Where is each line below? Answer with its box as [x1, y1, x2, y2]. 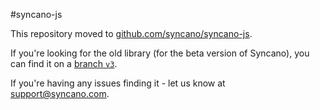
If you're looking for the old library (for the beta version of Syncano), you [10, 47, 310, 59]
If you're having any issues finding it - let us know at [10, 77, 226, 89]
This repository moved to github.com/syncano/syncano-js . [10, 28, 253, 39]
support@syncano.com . [10, 88, 110, 99]
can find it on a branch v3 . [10, 58, 118, 69]
